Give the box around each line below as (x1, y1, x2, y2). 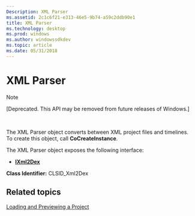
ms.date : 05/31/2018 (6, 48, 58, 54)
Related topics (6, 187, 61, 197)
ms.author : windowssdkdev (6, 37, 71, 43)
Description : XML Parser (6, 8, 68, 15)
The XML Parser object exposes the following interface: (6, 146, 144, 154)
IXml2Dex (14, 158, 40, 165)
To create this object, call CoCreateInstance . (6, 134, 118, 142)
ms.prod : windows (6, 31, 50, 37)
